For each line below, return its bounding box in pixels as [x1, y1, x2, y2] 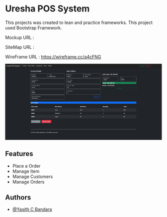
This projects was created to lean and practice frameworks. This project [5, 19, 153, 25]
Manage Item [12, 168, 40, 174]
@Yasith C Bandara [12, 207, 52, 213]
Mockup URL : [5, 34, 34, 40]
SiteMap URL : [5, 44, 35, 50]
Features [5, 150, 33, 158]
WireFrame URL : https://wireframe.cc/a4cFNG [5, 53, 101, 60]
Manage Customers [12, 173, 53, 180]
